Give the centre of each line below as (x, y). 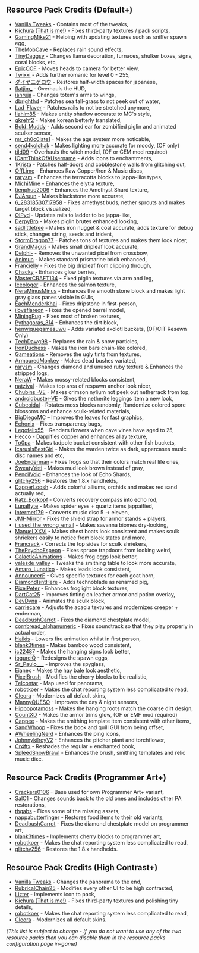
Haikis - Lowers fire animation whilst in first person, (78, 639)
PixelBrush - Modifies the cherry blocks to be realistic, (81, 677)
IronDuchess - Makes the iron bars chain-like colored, (81, 348)
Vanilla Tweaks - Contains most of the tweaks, (72, 24)
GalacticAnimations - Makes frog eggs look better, (76, 557)
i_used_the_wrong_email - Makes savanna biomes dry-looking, (91, 525)
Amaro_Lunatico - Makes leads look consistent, (73, 569)
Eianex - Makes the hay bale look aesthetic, (68, 670)
